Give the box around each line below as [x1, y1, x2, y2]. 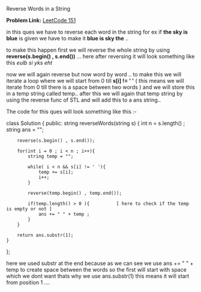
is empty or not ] [6, 206, 52, 212]
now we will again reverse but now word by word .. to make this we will [6, 71, 182, 78]
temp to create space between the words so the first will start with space [6, 266, 187, 273]
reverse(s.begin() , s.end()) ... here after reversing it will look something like [6, 53, 195, 59]
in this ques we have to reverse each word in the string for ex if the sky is [6, 28, 188, 35]
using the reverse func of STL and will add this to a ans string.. [6, 96, 161, 103]
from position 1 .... [6, 279, 50, 286]
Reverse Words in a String [6, 5, 71, 12]
